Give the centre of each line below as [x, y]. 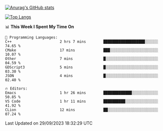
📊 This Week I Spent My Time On [40, 27]
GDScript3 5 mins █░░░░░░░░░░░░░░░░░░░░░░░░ [82, 67]
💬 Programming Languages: [31, 37]
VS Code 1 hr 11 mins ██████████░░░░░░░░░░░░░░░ [82, 101]
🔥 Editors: [16, 89]
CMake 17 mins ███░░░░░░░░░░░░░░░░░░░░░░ [82, 50]
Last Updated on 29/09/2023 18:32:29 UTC [49, 123]
